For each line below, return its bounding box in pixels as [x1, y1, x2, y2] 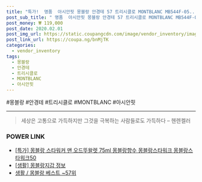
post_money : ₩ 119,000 [6, 20, 63, 26]
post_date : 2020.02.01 [6, 25, 63, 32]
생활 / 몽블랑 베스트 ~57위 [14, 169, 77, 177]
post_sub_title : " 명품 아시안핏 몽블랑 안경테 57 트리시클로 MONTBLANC [6, 14, 173, 20]
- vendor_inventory [11, 48, 61, 54]
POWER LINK [6, 132, 45, 141]
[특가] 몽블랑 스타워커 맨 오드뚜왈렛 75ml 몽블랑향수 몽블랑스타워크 [14, 147, 173, 154]
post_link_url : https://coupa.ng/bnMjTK [6, 37, 109, 43]
